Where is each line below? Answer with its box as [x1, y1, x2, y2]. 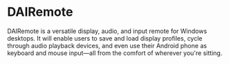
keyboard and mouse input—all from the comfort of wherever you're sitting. [7, 49, 223, 57]
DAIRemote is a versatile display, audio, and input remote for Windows [7, 27, 208, 35]
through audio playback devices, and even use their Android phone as [7, 41, 208, 50]
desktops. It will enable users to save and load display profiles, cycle [7, 34, 203, 42]
